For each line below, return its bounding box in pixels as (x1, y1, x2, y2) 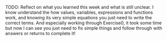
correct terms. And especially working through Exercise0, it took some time (5, 20, 162, 26)
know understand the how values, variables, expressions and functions (5, 9, 153, 15)
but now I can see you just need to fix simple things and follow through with (5, 25, 162, 31)
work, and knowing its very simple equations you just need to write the (5, 15, 152, 20)
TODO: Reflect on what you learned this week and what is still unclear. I (5, 4, 154, 10)
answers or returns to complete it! (5, 31, 76, 36)
